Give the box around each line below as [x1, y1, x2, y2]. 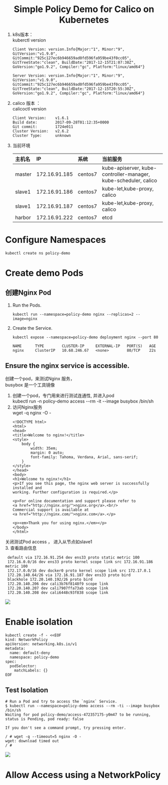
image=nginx [12, 316, 37, 321]
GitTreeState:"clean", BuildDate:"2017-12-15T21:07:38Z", [12, 60, 136, 65]
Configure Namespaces [5, 234, 106, 245]
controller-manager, [101, 171, 150, 178]
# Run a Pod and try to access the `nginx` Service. [5, 699, 117, 704]
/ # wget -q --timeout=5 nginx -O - [5, 734, 81, 739]
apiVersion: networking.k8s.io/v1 [5, 641, 77, 646]
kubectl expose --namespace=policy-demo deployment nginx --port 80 [12, 335, 158, 340]
